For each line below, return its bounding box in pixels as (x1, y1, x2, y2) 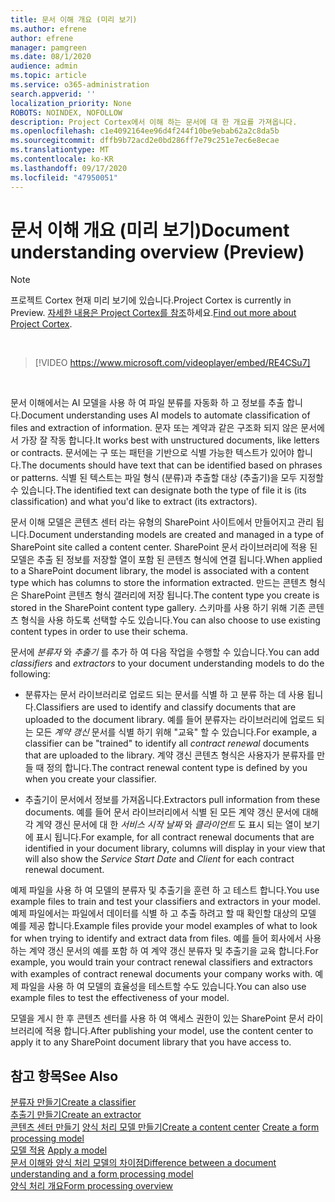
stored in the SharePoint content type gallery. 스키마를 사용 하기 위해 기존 (10, 602, 307, 614)
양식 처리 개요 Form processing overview (10, 1180, 174, 1192)
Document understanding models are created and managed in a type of (28, 529, 325, 541)
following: (10, 668, 51, 680)
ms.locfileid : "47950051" (10, 172, 118, 183)
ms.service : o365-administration (10, 80, 150, 90)
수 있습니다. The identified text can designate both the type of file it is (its (10, 484, 307, 496)
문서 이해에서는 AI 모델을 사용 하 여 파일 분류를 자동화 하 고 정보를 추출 (10, 397, 285, 409)
